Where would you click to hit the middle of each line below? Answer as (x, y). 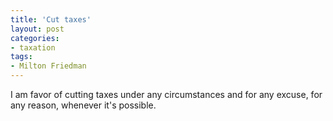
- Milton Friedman (48, 66)
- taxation (33, 47)
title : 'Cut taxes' (51, 19)
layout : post (37, 29)
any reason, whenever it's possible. (83, 105)
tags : (21, 57)
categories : (35, 38)
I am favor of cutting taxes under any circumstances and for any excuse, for (166, 94)
